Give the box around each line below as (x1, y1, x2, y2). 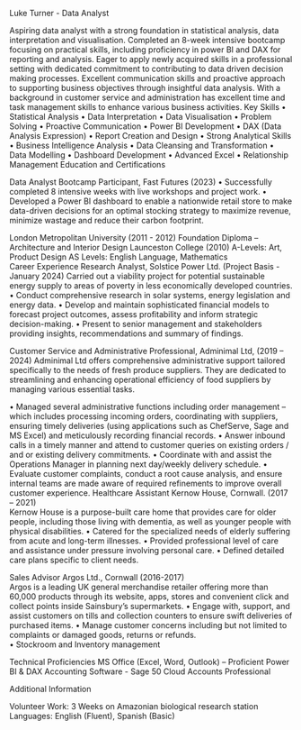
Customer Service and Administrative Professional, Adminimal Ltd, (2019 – (9, 346, 285, 356)
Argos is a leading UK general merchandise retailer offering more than (9, 581, 269, 592)
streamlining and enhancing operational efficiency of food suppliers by (9, 374, 271, 385)
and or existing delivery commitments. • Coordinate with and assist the (9, 450, 272, 460)
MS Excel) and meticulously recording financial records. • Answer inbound (9, 430, 286, 441)
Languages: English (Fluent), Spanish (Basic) (9, 711, 175, 721)
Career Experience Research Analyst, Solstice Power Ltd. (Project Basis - (9, 261, 280, 271)
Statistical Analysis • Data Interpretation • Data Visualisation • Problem (9, 112, 272, 122)
